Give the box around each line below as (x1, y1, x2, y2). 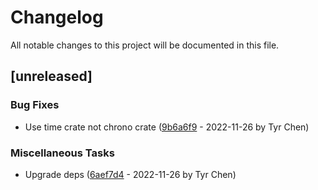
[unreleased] (10, 68, 93, 85)
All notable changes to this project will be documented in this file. (10, 39, 280, 51)
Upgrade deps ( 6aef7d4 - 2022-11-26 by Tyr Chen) (24, 168, 237, 180)
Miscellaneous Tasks (10, 146, 115, 160)
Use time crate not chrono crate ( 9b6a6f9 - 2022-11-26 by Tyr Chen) (24, 121, 310, 133)
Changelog (10, 6, 104, 29)
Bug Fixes (10, 98, 60, 112)
